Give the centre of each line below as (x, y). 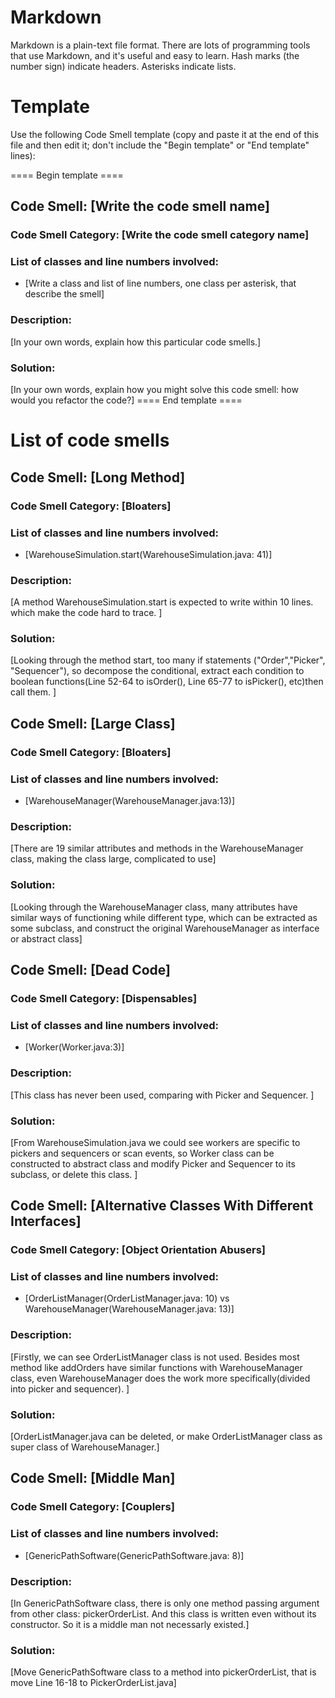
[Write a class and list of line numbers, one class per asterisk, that (160, 283)
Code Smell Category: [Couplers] (92, 1507)
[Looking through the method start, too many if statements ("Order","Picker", (168, 660)
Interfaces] (46, 1221)
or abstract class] (46, 938)
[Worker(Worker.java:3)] (74, 1047)
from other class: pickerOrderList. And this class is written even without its (163, 1613)
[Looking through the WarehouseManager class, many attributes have (154, 907)
